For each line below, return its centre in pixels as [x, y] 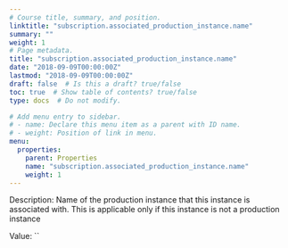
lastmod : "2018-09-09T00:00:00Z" [71, 76]
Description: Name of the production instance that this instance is [130, 200]
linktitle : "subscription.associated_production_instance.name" [131, 26]
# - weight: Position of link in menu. [83, 133]
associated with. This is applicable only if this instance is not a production [144, 210]
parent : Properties [62, 158]
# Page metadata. [41, 51]
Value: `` [25, 236]
